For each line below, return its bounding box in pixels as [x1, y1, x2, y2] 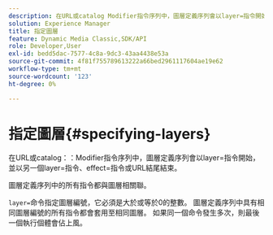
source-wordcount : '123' [8, 72, 93, 81]
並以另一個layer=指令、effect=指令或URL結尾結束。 [8, 163, 182, 173]
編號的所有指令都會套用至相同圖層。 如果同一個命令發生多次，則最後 [29, 208, 260, 218]
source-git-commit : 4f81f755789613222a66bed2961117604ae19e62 [8, 58, 223, 66]
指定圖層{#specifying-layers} [8, 124, 211, 143]
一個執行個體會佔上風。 [8, 218, 87, 228]
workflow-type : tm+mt [8, 65, 82, 73]
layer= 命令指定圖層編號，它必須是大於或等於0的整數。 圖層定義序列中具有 [8, 198, 258, 207]
